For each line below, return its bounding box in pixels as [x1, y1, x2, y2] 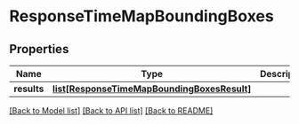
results [13, 82, 44, 95]
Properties [9, 42, 69, 57]
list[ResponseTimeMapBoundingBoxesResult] [52, 82, 252, 95]
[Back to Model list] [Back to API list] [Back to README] [9, 105, 214, 116]
